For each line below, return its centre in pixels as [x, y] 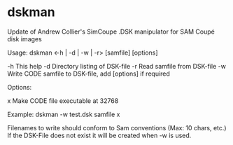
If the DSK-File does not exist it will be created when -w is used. [99, 135]
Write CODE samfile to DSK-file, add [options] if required [89, 74]
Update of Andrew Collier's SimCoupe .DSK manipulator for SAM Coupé [111, 32]
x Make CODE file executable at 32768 [63, 101]
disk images [24, 39]
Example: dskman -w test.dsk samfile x [64, 114]
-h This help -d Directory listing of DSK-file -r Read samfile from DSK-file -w [116, 66]
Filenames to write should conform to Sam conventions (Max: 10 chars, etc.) [117, 127]
